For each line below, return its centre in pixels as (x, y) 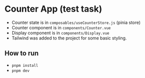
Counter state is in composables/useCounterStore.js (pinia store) (76, 22)
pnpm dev (21, 71)
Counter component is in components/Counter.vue (61, 27)
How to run (22, 53)
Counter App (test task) (53, 9)
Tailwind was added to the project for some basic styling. (69, 38)
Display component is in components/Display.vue (60, 33)
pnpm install (25, 65)
